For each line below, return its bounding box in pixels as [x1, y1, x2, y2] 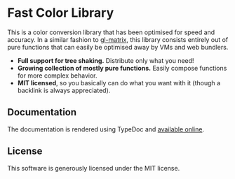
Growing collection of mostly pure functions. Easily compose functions [17, 64, 227, 72]
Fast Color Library [7, 5, 114, 21]
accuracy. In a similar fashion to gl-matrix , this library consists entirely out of [7, 35, 229, 43]
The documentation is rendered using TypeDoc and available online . [7, 124, 205, 134]
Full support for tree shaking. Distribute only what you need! [17, 56, 194, 64]
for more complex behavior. [17, 71, 98, 80]
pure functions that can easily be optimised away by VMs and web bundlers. [7, 43, 229, 51]
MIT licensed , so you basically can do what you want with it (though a [17, 78, 221, 87]
